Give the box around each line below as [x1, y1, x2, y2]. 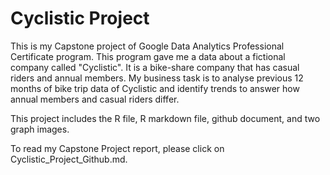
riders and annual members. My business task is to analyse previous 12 [10, 72, 304, 84]
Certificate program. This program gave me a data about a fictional [10, 50, 286, 62]
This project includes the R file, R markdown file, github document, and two [10, 112, 321, 124]
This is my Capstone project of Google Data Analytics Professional [10, 40, 285, 52]
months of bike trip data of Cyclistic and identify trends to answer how [10, 82, 300, 94]
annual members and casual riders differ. [10, 93, 180, 105]
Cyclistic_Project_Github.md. [10, 153, 128, 165]
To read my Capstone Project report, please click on [10, 142, 225, 154]
